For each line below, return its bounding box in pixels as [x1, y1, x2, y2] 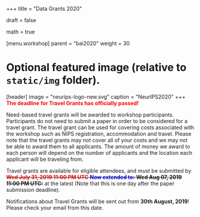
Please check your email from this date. [6, 204, 103, 211]
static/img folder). [6, 74, 100, 87]
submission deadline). [6, 186, 61, 193]
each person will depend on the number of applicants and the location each [6, 149, 193, 156]
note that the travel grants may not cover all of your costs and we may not [6, 136, 188, 143]
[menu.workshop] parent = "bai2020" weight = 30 [6, 40, 130, 47]
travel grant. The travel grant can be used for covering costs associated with [6, 124, 195, 131]
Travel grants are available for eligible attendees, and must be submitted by [6, 167, 192, 174]
